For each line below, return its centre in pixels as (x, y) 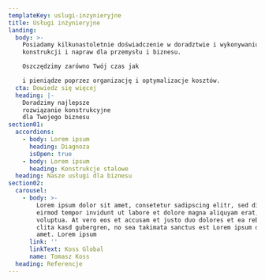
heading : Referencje (49, 264)
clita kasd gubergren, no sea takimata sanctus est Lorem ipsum (144, 227)
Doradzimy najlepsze (56, 103)
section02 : (26, 183)
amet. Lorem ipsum (67, 235)
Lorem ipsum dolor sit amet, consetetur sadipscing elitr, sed (142, 205)
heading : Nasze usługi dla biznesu (74, 176)
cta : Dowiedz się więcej (56, 88)
